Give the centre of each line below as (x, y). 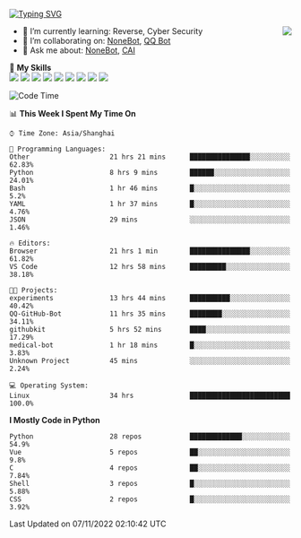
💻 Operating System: (49, 386)
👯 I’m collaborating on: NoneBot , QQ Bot (96, 41)
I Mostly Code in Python (55, 420)
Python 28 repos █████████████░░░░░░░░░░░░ (150, 437)
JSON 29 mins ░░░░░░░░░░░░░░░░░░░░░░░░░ (150, 220)
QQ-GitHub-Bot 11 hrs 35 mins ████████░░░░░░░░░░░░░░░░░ (150, 314)
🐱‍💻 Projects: (34, 291)
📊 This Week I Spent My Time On (73, 113)
